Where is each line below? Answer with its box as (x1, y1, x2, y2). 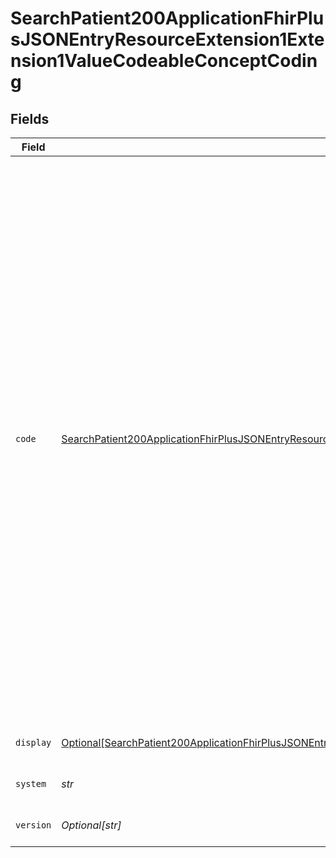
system (15, 778, 47, 789)
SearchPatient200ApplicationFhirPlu (10, 7, 325, 30)
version (15, 820, 52, 831)
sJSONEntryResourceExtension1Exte (10, 28, 325, 51)
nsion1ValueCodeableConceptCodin (10, 50, 318, 72)
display (15, 737, 52, 748)
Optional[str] (61, 818, 122, 832)
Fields (10, 110, 50, 127)
